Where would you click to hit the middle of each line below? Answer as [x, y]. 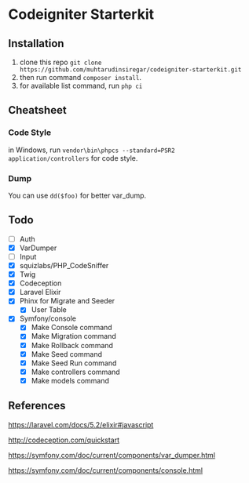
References [37, 406]
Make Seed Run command [74, 363]
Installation [36, 44]
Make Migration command [73, 336]
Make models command [70, 380]
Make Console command [71, 328]
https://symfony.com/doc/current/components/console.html [105, 470]
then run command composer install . [80, 77]
